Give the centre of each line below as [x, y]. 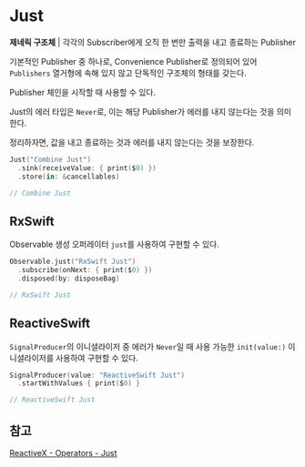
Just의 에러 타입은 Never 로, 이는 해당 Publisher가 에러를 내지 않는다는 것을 [142, 111]
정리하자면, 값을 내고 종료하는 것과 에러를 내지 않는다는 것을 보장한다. [132, 142]
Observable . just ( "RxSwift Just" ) [73, 262]
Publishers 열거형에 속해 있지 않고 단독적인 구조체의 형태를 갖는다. [128, 73]
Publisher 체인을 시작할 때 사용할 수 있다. [83, 92]
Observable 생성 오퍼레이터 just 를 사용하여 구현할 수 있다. [115, 244]
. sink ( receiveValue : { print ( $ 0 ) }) [87, 168]
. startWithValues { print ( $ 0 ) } [79, 383]
